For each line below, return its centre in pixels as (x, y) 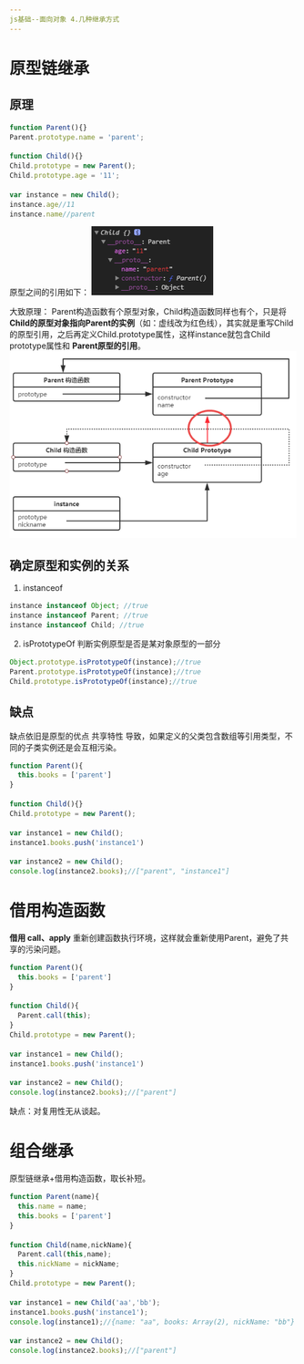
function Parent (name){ (55, 1197)
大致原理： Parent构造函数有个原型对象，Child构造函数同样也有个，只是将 (148, 312)
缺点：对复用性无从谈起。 (57, 1111)
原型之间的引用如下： (49, 293)
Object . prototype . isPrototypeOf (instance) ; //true (106, 662)
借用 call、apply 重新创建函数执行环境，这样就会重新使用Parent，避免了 (145, 937)
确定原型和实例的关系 (69, 566)
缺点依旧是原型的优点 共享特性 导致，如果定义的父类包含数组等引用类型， (147, 736)
